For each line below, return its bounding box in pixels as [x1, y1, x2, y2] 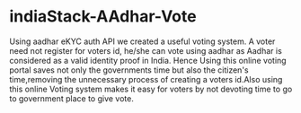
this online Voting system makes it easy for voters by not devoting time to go [9, 83, 293, 94]
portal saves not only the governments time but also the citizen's [9, 65, 249, 75]
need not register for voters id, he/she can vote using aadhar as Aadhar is [9, 45, 283, 56]
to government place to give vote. [9, 92, 135, 104]
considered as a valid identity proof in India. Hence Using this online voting [9, 55, 287, 65]
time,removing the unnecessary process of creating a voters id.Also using [9, 74, 283, 84]
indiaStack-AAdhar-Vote [9, 6, 197, 27]
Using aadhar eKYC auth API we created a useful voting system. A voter [9, 36, 276, 47]
